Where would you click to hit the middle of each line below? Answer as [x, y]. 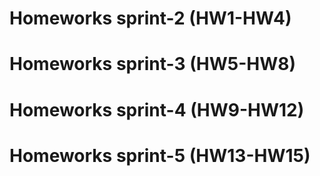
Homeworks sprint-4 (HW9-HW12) [157, 109]
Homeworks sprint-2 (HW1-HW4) [150, 18]
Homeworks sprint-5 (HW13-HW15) [160, 155]
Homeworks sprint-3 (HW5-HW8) [153, 64]
